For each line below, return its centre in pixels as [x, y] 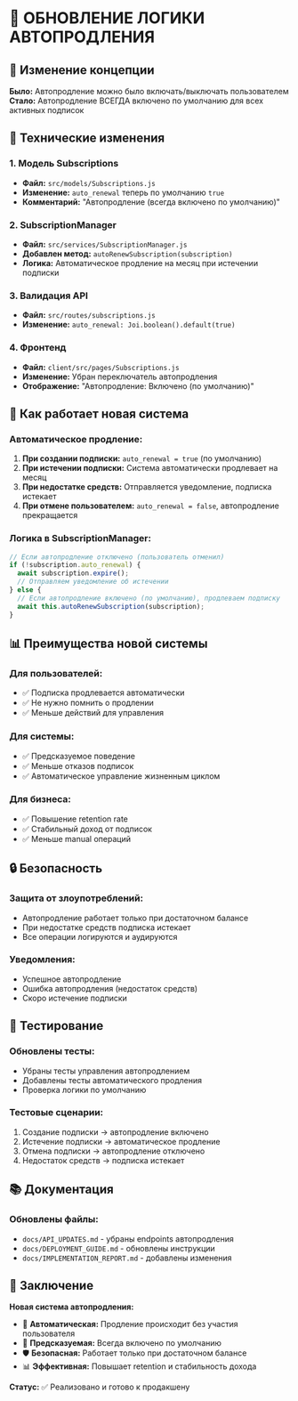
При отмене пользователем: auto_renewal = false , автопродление [151, 506]
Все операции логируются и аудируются [100, 936]
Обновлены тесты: [52, 1051]
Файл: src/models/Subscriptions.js [89, 182]
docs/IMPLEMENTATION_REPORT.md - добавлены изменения [127, 1258]
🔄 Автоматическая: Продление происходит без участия [130, 1324]
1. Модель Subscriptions [64, 164]
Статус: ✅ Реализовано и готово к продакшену [100, 1387]
